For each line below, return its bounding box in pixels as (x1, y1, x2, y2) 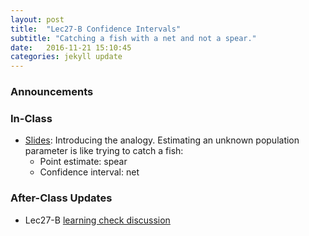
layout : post (10, 14, 65, 25)
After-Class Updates (10, 191, 113, 205)
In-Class (10, 111, 53, 125)
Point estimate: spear (39, 156, 128, 168)
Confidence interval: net (39, 166, 140, 178)
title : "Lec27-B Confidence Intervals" (10, 24, 182, 34)
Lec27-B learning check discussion (24, 214, 171, 226)
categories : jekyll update (10, 52, 123, 62)
